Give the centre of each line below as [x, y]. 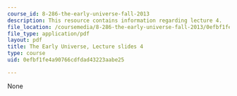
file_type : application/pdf [49, 34]
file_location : [30, 27]
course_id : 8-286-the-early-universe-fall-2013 [79, 14]
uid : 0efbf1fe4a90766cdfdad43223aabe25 [66, 60]
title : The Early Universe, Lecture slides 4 [75, 47]
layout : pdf [25, 40]
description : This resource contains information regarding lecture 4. [115, 20]
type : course [26, 54]
